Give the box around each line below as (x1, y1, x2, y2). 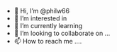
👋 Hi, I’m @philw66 (13, 7, 69, 15)
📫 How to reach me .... (13, 37, 82, 45)
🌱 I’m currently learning (13, 22, 83, 30)
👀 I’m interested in (13, 14, 67, 22)
